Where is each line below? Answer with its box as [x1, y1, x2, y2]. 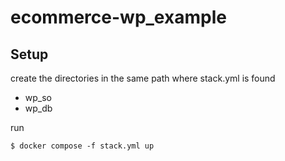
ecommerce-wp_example [10, 6, 227, 29]
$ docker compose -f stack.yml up [10, 141, 155, 151]
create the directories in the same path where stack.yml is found [10, 72, 276, 84]
